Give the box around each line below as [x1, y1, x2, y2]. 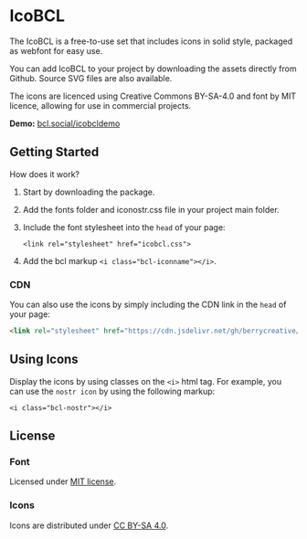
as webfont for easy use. [9, 45, 103, 56]
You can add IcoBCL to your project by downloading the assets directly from [9, 63, 297, 74]
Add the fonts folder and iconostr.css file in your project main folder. [22, 204, 281, 215]
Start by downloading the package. [22, 186, 155, 197]
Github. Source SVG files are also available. [9, 72, 173, 83]
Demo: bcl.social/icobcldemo [9, 118, 121, 129]
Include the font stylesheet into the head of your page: [22, 221, 226, 233]
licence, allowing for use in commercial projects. [9, 100, 192, 111]
